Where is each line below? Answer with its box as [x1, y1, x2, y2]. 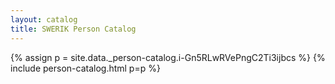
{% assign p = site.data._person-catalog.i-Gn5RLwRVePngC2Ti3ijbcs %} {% [10, 51, 326, 63]
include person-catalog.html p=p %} [10, 62, 161, 74]
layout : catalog [10, 14, 78, 25]
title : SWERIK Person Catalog [10, 24, 137, 34]
